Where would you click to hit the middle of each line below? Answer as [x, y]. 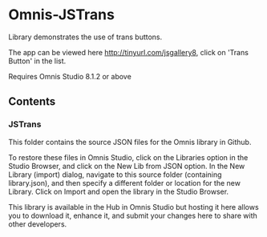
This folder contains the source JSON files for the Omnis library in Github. [130, 142]
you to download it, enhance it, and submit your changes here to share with [133, 215]
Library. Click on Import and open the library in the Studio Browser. [119, 191]
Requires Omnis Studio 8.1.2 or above [70, 76]
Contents [32, 102]
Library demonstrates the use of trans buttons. [85, 37]
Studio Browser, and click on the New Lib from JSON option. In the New [127, 166]
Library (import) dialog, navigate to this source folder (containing [115, 175]
